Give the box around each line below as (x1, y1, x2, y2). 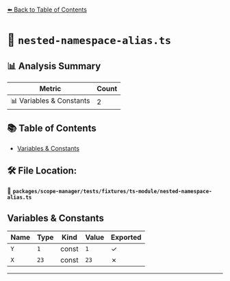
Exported (110, 232, 142, 242)
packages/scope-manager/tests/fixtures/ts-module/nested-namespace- (12, 188, 212, 195)
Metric (39, 84, 62, 93)
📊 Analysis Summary (7, 60, 101, 72)
